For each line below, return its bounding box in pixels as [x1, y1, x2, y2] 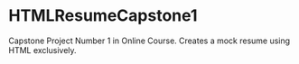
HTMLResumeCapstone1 [8, 5, 198, 26]
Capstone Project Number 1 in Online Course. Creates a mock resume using [8, 35, 291, 46]
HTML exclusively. [8, 44, 78, 55]
